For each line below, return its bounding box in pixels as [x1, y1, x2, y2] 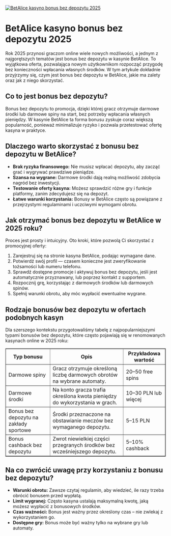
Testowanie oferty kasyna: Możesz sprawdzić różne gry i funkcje [12, 185, 152, 191]
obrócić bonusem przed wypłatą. [12, 493, 82, 498]
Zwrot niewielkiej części [52, 435, 110, 442]
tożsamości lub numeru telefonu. [12, 264, 82, 270]
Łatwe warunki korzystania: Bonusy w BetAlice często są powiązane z [12, 196, 163, 202]
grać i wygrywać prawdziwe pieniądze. [12, 168, 95, 175]
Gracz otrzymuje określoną [52, 365, 118, 372]
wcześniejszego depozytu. [52, 448, 117, 455]
